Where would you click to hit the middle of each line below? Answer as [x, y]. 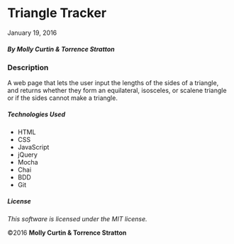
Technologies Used [37, 114]
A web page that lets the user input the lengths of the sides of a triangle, [113, 83]
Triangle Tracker [57, 13]
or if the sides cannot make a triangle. [63, 98]
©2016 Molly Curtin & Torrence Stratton [67, 233]
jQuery [27, 155]
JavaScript [33, 148]
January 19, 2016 [32, 33]
